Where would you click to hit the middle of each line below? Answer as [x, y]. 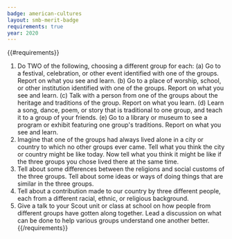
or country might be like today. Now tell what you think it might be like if [119, 154]
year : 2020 [23, 33]
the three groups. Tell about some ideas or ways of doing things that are [120, 177]
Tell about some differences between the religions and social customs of [121, 169]
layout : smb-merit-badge [43, 20]
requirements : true [35, 26]
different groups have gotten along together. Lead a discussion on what [119, 213]
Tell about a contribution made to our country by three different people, [119, 191]
